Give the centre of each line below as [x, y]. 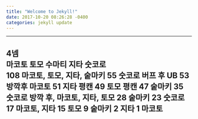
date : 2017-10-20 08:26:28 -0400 [47, 17]
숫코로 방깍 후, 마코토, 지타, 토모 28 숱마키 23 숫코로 [95, 97]
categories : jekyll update [39, 22]
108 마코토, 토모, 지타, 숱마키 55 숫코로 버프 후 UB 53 [98, 75]
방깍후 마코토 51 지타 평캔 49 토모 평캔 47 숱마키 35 [95, 86]
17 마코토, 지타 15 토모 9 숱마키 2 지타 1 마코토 [85, 109]
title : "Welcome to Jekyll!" [42, 11]
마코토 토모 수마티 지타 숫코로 [56, 65]
